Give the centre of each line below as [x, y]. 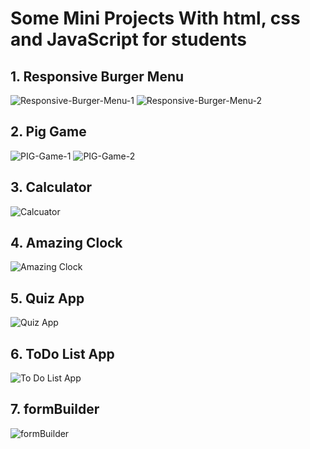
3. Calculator [51, 187]
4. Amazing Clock [66, 243]
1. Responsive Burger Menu [97, 76]
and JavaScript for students [128, 39]
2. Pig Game [48, 132]
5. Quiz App [47, 298]
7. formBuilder [55, 409]
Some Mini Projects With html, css [155, 18]
